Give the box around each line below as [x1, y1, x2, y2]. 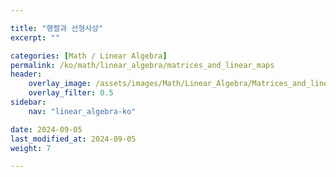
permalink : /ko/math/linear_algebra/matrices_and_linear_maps [10, 60, 275, 70]
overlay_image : [28, 79, 92, 89]
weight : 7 [10, 143, 52, 153]
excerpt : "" [10, 32, 60, 43]
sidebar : [10, 97, 47, 107]
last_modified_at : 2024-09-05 [10, 134, 137, 144]
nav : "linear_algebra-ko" [28, 106, 137, 116]
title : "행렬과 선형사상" [10, 23, 104, 33]
